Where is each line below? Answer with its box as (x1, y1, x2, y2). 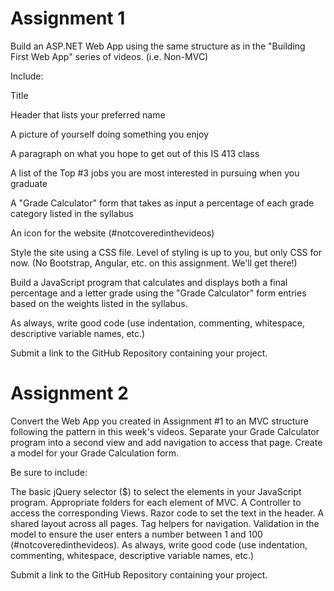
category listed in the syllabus (10, 207, 134, 219)
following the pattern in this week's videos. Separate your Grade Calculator (10, 425, 320, 437)
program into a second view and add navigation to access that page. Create (10, 436, 323, 448)
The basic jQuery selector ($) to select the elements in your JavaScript (10, 485, 302, 497)
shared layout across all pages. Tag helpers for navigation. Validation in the (10, 517, 320, 529)
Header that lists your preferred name (10, 108, 166, 121)
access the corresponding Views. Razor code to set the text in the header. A (10, 507, 325, 519)
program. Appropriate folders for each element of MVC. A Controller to (10, 496, 302, 508)
